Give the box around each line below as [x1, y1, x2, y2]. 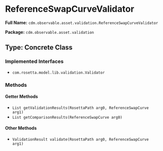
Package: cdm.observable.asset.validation [5, 29, 94, 35]
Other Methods [5, 125, 37, 131]
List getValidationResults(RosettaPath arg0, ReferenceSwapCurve [12, 105, 149, 110]
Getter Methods [5, 94, 38, 100]
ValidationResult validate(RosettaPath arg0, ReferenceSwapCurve [12, 137, 149, 142]
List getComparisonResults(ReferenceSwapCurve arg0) [12, 115, 123, 120]
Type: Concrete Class [5, 43, 73, 52]
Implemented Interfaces [5, 58, 64, 65]
